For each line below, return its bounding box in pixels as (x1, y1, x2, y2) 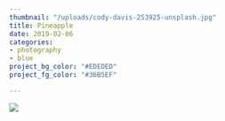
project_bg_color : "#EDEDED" (9, 63, 117, 72)
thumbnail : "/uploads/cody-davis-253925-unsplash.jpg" (9, 12, 217, 22)
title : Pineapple (9, 21, 74, 30)
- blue (9, 54, 34, 63)
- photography (9, 46, 62, 55)
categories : (9, 37, 53, 47)
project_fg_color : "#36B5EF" (9, 71, 117, 79)
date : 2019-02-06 (9, 29, 74, 38)
